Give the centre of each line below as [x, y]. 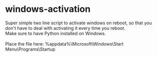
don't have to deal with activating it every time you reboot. [65, 28]
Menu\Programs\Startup [30, 49]
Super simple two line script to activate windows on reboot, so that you [78, 23]
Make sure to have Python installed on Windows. [56, 33]
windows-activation [48, 9]
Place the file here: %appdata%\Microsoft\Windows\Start [64, 44]
